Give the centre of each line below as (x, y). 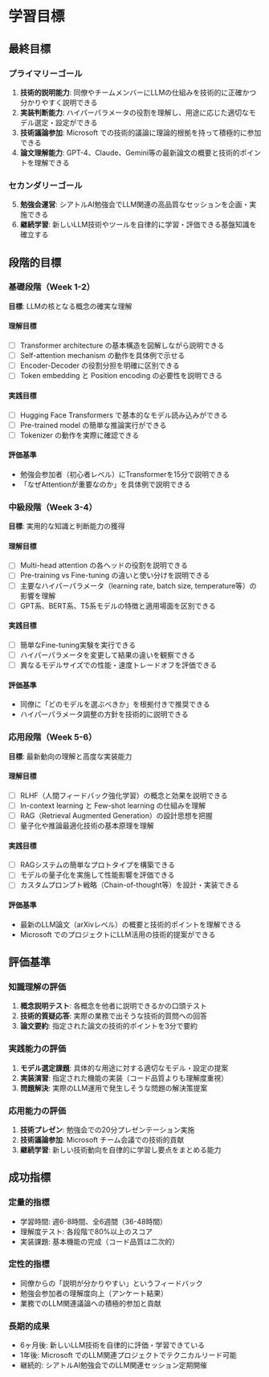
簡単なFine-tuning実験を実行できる (78, 645)
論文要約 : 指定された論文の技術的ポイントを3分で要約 (109, 1026)
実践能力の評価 (37, 1049)
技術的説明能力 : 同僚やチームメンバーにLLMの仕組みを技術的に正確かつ (138, 92)
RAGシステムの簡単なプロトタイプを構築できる (97, 865)
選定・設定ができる (66, 122)
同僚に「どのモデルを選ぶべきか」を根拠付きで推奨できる (115, 704)
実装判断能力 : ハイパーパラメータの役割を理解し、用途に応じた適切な (134, 112)
